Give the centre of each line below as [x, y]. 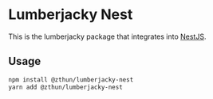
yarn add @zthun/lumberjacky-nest [66, 87]
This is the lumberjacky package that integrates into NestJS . [107, 36]
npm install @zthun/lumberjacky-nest [71, 80]
